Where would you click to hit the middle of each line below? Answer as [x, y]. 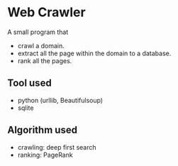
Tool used [29, 83]
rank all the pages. [45, 60]
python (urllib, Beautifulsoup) [60, 100]
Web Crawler [47, 12]
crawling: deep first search [57, 147]
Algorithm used [43, 130]
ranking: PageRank [45, 155]
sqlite [26, 108]
